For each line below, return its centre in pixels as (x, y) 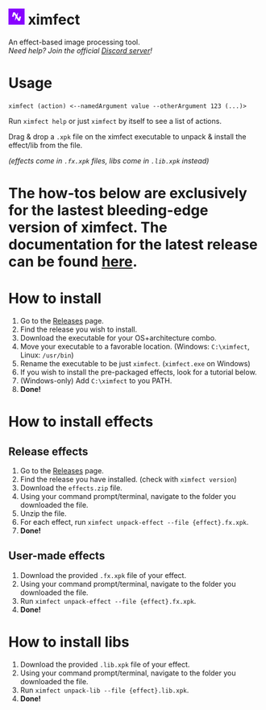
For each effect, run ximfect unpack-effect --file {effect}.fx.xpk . (134, 522)
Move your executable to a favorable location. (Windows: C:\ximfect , (135, 347)
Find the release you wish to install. (79, 329)
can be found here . (73, 262)
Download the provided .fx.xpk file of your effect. (103, 575)
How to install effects (81, 422)
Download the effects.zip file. (71, 488)
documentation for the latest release (133, 245)
